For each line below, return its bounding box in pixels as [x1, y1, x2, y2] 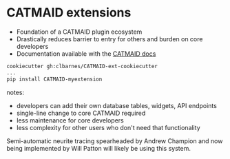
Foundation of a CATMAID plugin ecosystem [16, 28, 143, 36]
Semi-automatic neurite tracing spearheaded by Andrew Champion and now [6, 136, 223, 145]
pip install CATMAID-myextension [6, 76, 103, 83]
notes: [6, 88, 25, 96]
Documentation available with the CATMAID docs [16, 50, 156, 58]
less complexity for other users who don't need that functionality [16, 123, 200, 131]
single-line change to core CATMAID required [16, 109, 146, 117]
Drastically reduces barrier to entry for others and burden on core [16, 34, 203, 43]
